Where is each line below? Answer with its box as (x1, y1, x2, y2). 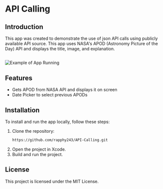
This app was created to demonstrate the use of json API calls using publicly (5, 35, 158, 41)
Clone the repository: (12, 128, 55, 134)
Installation (5, 106, 40, 114)
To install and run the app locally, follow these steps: (5, 119, 110, 125)
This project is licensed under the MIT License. (5, 178, 99, 184)
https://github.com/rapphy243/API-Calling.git (12, 138, 108, 142)
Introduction (5, 23, 44, 31)
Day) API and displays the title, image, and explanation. (5, 46, 115, 51)
